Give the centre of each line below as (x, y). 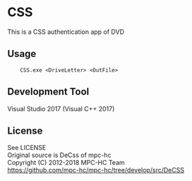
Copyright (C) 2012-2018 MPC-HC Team (66, 163)
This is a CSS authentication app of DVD (66, 32)
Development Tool (48, 92)
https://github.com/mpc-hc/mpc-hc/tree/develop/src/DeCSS (96, 170)
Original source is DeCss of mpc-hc (59, 155)
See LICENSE (27, 148)
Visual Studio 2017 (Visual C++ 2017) (61, 108)
